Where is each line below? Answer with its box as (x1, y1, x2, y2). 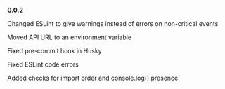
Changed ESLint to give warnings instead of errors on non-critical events (7, 20, 219, 27)
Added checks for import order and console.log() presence (7, 74, 179, 82)
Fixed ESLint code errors (7, 60, 79, 69)
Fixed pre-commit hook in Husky (7, 47, 102, 55)
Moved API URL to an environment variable (7, 33, 132, 41)
